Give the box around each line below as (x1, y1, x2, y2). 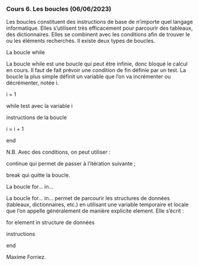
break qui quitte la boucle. (6, 172, 71, 179)
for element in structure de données (6, 219, 95, 226)
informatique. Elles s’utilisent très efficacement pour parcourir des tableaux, (6, 24, 193, 32)
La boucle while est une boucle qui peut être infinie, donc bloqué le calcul (6, 60, 188, 67)
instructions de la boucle (6, 114, 67, 121)
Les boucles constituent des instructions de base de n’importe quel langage (6, 18, 193, 26)
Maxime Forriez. (6, 254, 47, 261)
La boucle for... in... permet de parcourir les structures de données (6, 195, 170, 202)
